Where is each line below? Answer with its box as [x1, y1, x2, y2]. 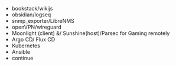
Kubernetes [11, 42, 40, 49]
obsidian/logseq [11, 11, 51, 18]
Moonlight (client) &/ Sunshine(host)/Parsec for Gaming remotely [11, 30, 170, 37]
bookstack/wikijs [11, 5, 53, 12]
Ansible [11, 48, 31, 55]
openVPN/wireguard [11, 23, 62, 30]
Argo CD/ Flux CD [11, 36, 56, 43]
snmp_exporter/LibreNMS [11, 18, 75, 24]
